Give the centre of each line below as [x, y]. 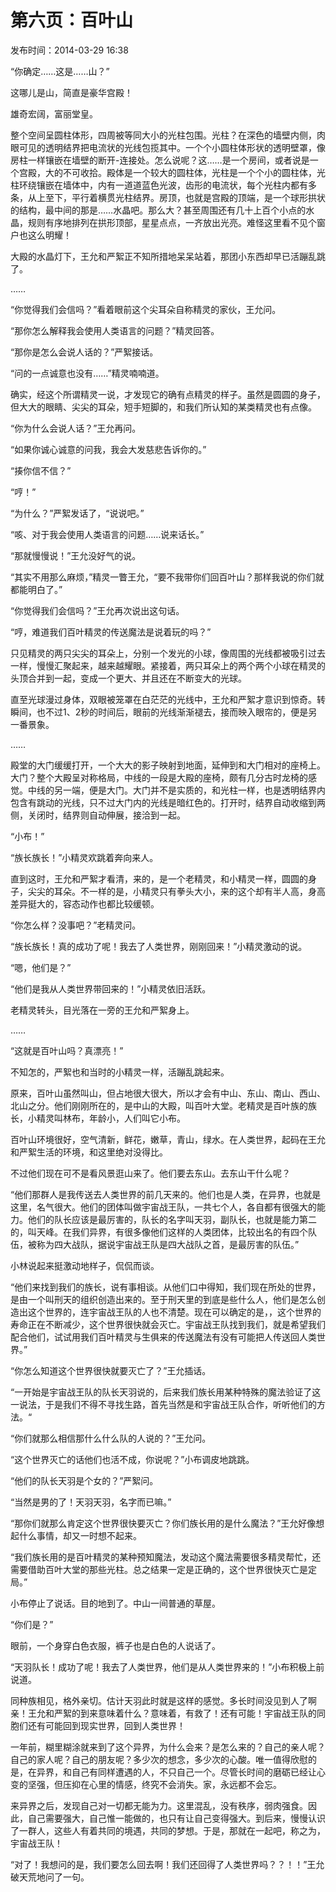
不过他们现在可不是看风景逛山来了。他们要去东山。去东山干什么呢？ [150, 1173]
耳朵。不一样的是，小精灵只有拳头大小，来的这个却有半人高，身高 [189, 891]
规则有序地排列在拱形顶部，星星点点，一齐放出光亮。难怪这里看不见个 [172, 222]
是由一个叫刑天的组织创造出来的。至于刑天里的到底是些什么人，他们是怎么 [163, 1299]
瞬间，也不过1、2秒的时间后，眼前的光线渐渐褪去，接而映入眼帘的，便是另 [164, 712]
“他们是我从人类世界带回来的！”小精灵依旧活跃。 [111, 988]
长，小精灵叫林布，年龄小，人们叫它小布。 [98, 1118]
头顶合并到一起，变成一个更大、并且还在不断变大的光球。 [128, 678]
